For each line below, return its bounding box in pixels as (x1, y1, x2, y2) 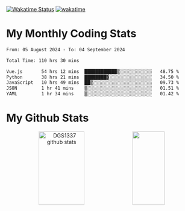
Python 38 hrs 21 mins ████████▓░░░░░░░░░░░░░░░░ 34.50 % (6, 74, 180, 80)
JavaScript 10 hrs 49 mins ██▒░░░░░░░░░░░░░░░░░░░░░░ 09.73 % (6, 80, 180, 86)
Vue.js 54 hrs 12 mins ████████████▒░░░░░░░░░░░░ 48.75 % (6, 68, 180, 75)
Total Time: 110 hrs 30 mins (6, 57, 80, 63)
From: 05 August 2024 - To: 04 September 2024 (6, 46, 125, 52)
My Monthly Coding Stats (6, 27, 137, 40)
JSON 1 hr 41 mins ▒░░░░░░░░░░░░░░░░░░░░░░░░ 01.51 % (6, 85, 180, 92)
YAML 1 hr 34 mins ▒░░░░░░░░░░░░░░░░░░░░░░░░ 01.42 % (6, 91, 180, 97)
